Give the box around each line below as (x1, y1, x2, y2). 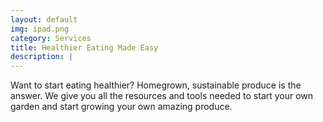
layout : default (10, 14, 78, 25)
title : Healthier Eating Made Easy (10, 42, 159, 53)
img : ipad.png (10, 24, 70, 34)
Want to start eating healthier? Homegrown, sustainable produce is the (10, 79, 302, 91)
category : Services (10, 33, 92, 43)
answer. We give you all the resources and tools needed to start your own (10, 90, 314, 102)
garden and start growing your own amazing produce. (10, 101, 233, 113)
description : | (10, 52, 74, 62)
